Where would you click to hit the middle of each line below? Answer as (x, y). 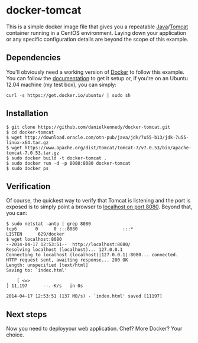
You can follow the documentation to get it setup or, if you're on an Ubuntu (97, 78)
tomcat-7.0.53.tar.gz (33, 153)
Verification (28, 186)
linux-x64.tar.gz (27, 142)
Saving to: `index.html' (37, 270)
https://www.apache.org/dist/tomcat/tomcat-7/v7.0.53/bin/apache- (108, 148)
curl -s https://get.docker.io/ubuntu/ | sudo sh (69, 95)
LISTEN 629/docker (35, 234)
